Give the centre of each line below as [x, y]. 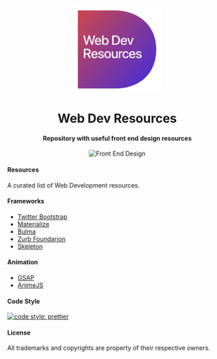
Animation [23, 262]
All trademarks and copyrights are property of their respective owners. [109, 348]
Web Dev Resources [117, 119]
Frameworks [26, 201]
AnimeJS [30, 285]
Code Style [24, 301]
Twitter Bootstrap [42, 216]
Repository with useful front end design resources [117, 138]
